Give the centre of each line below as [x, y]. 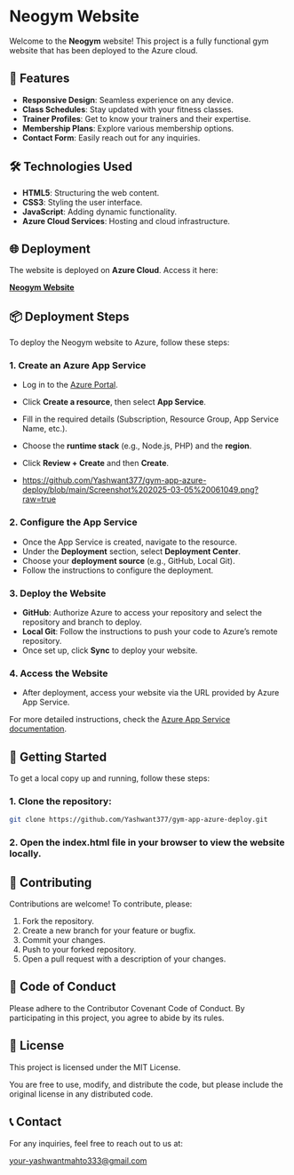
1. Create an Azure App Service [78, 366]
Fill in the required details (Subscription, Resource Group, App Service [151, 419]
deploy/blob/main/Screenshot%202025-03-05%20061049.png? [140, 490]
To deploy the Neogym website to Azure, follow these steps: [119, 342]
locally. [25, 854]
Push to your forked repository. [79, 950]
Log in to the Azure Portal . [70, 385]
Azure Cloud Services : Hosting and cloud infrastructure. [126, 221]
